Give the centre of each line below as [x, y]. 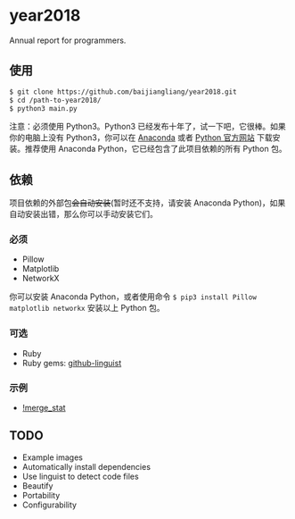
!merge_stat [44, 408]
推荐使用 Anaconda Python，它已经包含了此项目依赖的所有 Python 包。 [156, 149]
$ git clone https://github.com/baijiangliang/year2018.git [123, 92]
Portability [41, 495]
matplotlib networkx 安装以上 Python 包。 [87, 308]
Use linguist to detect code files [81, 476]
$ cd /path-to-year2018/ [55, 100]
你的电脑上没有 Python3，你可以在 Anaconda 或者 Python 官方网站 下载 [141, 138]
